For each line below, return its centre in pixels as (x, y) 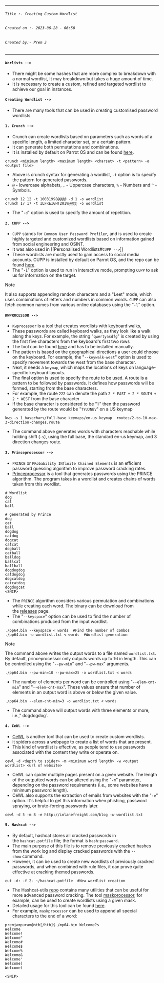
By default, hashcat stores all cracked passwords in (64, 836)
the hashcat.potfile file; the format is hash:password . (65, 841)
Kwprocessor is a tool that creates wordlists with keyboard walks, (77, 326)
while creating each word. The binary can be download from (73, 606)
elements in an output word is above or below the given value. (75, 692)
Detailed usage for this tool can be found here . (59, 906)
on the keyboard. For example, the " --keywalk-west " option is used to (82, 357)
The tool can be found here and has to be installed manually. (73, 347)
